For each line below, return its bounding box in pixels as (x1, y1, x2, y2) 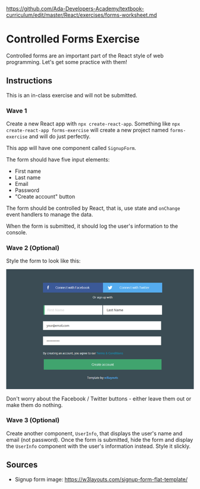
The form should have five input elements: (6, 156, 110, 163)
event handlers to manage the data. (6, 211, 93, 218)
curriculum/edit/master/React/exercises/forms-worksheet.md (6, 11, 157, 19)
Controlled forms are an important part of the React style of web (6, 52, 164, 59)
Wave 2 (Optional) (6, 243, 60, 252)
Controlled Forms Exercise (6, 32, 140, 46)
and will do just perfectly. (29, 133, 91, 140)
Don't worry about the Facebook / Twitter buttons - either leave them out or (6, 395, 192, 402)
